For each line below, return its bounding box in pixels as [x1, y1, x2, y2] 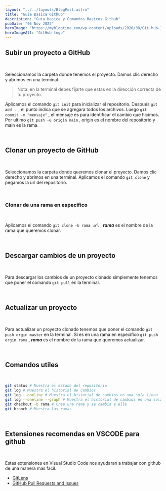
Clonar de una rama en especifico [5, 201, 88, 208]
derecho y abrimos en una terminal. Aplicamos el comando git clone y [5, 174, 150, 180]
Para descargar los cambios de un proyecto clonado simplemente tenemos [5, 274, 158, 280]
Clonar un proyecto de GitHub [5, 146, 99, 155]
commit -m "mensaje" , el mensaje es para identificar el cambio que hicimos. [5, 111, 160, 117]
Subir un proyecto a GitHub [5, 49, 90, 57]
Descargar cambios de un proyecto [5, 251, 116, 260]
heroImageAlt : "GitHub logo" [5, 30, 65, 35]
